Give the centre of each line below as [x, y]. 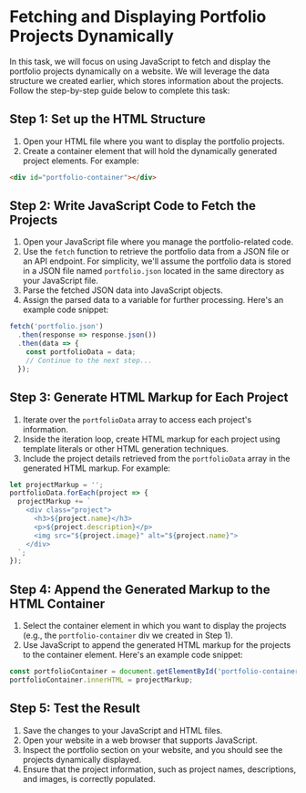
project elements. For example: [81, 161]
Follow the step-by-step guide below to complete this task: [120, 90]
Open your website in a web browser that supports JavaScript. [140, 740]
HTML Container [57, 604]
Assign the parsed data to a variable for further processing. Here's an [153, 300]
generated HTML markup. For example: [97, 468]
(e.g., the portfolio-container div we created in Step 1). [128, 635]
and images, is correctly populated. [89, 778]
